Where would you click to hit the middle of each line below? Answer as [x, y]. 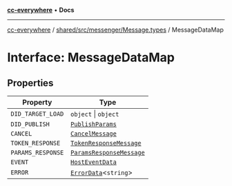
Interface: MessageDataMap [91, 58]
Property [37, 102]
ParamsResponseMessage [107, 153]
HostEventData [94, 162]
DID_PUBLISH [30, 124]
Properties [30, 83]
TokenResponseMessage [106, 143]
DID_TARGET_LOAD [37, 114]
